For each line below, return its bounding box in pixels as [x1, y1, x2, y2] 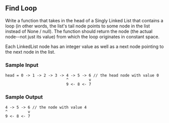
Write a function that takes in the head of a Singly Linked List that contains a [5, 17, 163, 23]
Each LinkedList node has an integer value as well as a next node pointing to [5, 43, 164, 50]
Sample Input [5, 61, 39, 68]
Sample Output [5, 94, 43, 101]
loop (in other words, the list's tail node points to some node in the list [5, 23, 150, 29]
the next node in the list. [5, 49, 55, 55]
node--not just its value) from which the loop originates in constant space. [5, 33, 160, 39]
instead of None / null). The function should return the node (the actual [5, 28, 153, 34]
